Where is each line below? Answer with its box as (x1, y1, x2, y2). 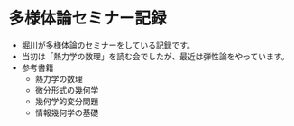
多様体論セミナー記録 (8, 8, 168, 29)
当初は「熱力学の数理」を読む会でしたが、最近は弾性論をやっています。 (21, 50, 289, 61)
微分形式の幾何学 (34, 85, 99, 95)
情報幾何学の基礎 (34, 107, 99, 118)
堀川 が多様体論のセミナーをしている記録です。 (21, 40, 195, 50)
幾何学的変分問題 (34, 95, 99, 106)
